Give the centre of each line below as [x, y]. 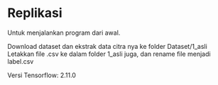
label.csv [21, 61]
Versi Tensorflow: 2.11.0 [42, 75]
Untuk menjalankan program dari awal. [64, 33]
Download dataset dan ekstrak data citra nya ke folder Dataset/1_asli [107, 46]
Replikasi [35, 13]
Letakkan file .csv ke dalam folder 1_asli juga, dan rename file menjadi [109, 54]
